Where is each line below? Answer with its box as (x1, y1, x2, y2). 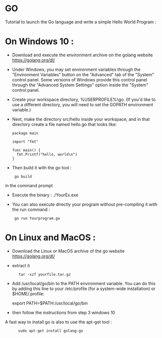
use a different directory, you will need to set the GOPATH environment (12, 101, 153, 107)
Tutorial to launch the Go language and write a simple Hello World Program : (5, 19, 156, 25)
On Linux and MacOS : (5, 232, 96, 243)
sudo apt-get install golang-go (17, 328, 83, 333)
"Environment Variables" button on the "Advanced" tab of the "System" (12, 71, 154, 78)
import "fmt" (12, 139, 39, 144)
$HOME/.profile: (12, 290, 44, 296)
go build (14, 174, 32, 179)
